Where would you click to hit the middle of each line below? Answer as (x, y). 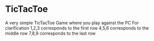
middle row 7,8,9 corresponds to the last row (50, 33)
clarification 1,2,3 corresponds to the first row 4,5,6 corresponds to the (77, 28)
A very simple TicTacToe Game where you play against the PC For (72, 23)
